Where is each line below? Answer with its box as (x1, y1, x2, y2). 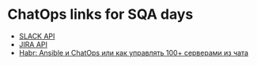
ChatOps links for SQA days (7, 5, 194, 23)
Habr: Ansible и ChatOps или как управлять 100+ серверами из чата (18, 48, 249, 57)
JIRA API (18, 39, 48, 49)
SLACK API (18, 31, 55, 41)
